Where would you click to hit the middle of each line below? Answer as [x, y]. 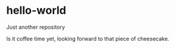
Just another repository [36, 27]
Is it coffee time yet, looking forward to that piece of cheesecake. [88, 38]
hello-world [36, 10]
